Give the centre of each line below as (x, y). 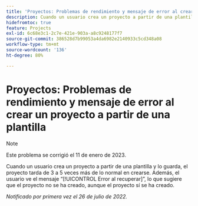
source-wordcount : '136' (37, 50)
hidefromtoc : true (29, 22)
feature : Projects (29, 28)
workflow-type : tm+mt (33, 45)
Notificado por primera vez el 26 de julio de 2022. (67, 196)
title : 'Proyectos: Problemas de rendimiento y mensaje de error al (92, 11)
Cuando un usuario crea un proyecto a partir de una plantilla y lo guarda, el (97, 166)
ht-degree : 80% (25, 55)
